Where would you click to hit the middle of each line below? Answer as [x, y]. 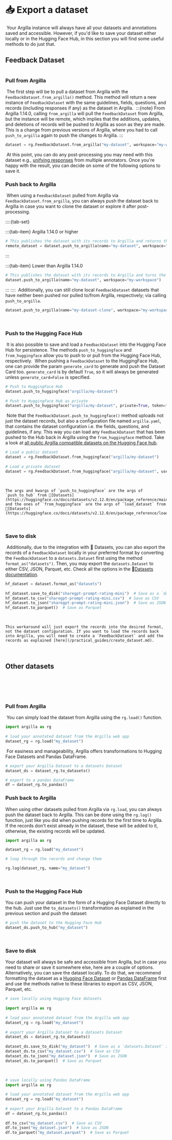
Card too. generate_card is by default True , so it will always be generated [82, 372]
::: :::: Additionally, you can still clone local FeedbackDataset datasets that [82, 290]
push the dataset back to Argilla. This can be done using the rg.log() [79, 815]
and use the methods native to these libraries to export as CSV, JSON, [79, 984]
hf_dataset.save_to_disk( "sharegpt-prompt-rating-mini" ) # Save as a [82, 593]
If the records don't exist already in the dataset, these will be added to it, [82, 825]
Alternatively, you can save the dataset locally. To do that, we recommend [83, 973]
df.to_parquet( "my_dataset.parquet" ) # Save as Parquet [67, 1133]
